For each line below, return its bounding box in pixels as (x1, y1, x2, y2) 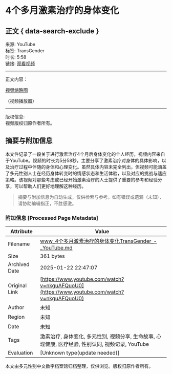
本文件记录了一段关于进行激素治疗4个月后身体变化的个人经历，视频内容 (5, 151, 157, 157)
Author (8, 304, 25, 311)
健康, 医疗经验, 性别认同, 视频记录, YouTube (45, 341, 149, 348)
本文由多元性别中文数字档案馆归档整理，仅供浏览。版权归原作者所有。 (5, 363, 154, 369)
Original (8, 282, 27, 289)
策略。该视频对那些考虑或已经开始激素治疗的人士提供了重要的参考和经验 (5, 176, 158, 182)
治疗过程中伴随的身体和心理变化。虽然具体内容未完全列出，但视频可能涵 (9, 163, 162, 170)
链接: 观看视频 (5, 60, 35, 67)
